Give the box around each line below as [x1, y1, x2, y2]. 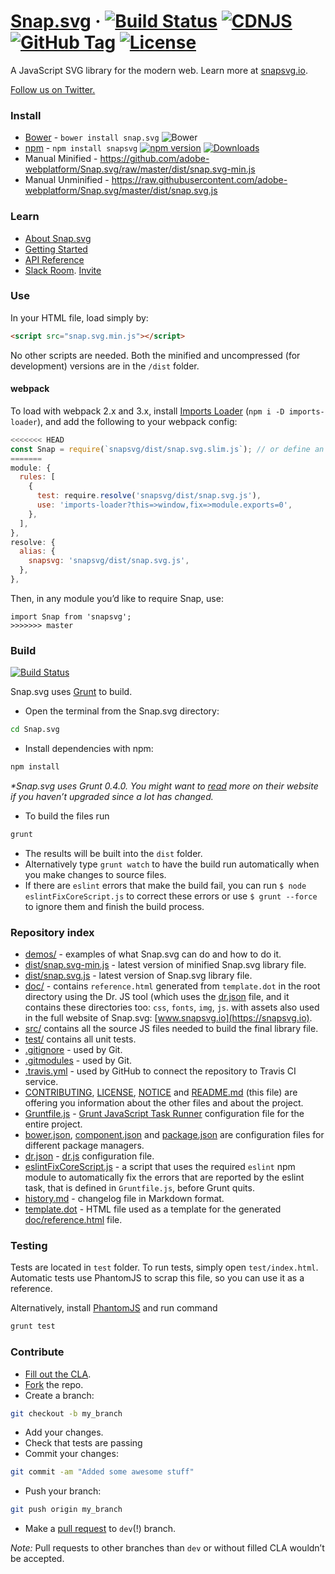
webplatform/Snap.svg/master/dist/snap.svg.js [24, 185, 218, 197]
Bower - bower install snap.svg [24, 131, 160, 144]
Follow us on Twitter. [10, 83, 96, 95]
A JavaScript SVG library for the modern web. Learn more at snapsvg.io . [10, 64, 308, 76]
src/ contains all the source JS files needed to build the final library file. [24, 1023, 319, 1035]
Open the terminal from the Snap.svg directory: [24, 705, 220, 717]
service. [24, 1076, 59, 1088]
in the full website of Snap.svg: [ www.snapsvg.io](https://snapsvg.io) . [24, 1012, 313, 1024]
